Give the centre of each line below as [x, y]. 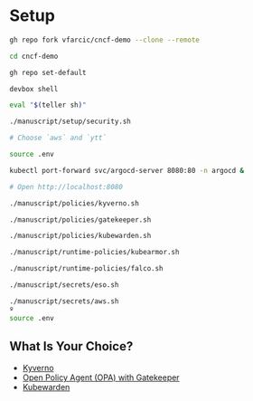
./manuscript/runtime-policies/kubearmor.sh [94, 253]
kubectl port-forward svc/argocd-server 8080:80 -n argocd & [127, 170]
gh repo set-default [48, 72]
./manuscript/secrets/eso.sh [64, 285]
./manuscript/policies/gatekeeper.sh [80, 220]
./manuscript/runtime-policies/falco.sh [87, 269]
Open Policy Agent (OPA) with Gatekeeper [101, 377]
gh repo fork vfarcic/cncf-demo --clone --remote [105, 40]
